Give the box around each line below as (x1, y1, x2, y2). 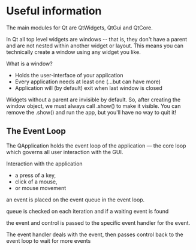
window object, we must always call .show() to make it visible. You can (6, 102, 181, 109)
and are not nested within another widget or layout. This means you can (6, 42, 184, 49)
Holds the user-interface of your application (14, 71, 123, 79)
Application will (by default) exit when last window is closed (14, 84, 163, 91)
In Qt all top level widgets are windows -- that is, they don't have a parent (6, 35, 188, 43)
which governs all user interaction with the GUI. (6, 148, 123, 155)
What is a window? (6, 60, 53, 67)
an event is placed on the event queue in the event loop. (6, 196, 145, 203)
